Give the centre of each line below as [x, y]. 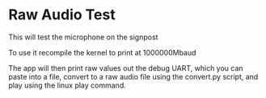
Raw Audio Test [62, 15]
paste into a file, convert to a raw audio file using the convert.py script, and [133, 76]
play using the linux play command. [68, 85]
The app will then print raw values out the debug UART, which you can [126, 68]
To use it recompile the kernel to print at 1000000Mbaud [102, 52]
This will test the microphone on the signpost [83, 37]
